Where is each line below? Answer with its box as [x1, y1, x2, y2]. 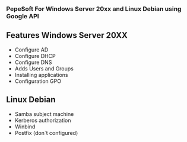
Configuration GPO [14, 78, 61, 85]
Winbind [14, 123, 36, 130]
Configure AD [14, 46, 49, 53]
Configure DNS [14, 59, 52, 66]
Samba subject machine [14, 110, 74, 117]
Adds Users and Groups [14, 64, 74, 72]
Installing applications [14, 71, 68, 78]
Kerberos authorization [14, 117, 71, 124]
